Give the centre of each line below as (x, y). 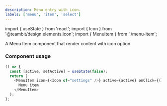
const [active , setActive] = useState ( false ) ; (59, 71)
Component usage (28, 56)
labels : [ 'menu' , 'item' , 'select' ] (43, 14)
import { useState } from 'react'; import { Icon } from (59, 28)
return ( (19, 76)
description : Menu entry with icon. (43, 10)
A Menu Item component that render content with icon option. (68, 43)
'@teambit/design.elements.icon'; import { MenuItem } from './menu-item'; (81, 34)
